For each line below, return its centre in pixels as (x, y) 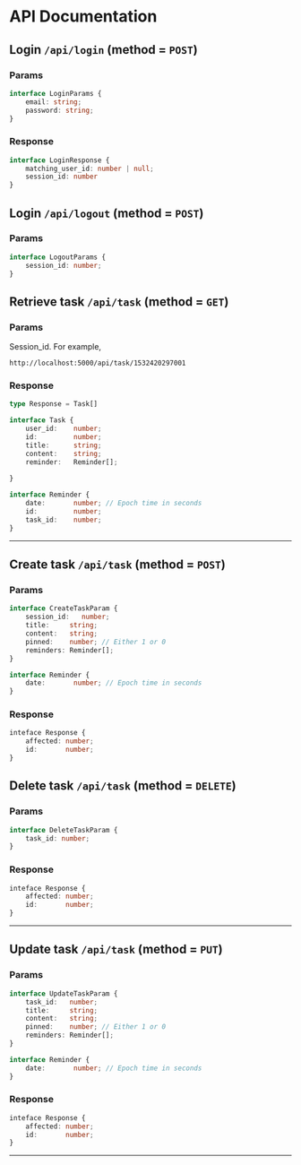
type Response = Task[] (54, 404)
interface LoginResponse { (60, 160)
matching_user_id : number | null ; (90, 168)
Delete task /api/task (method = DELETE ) (123, 786)
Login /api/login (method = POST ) (104, 50)
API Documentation (83, 17)
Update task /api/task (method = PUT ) (116, 949)
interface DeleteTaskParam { (64, 830)
